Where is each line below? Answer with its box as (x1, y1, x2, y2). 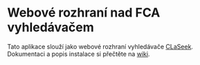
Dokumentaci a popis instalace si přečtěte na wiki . (7, 50, 150, 58)
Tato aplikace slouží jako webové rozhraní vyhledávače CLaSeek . (7, 42, 194, 50)
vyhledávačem (7, 19, 95, 35)
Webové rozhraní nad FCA (7, 5, 161, 21)
